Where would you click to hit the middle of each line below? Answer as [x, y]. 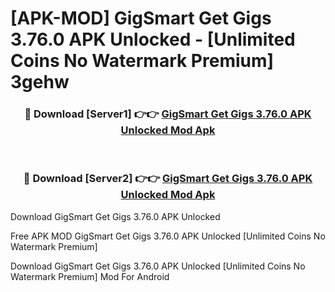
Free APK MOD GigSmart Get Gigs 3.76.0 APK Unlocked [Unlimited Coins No [168, 236]
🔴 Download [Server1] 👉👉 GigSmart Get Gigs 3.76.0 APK [168, 114]
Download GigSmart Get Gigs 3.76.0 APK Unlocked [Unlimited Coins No [158, 266]
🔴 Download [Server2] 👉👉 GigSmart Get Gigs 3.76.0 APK [168, 179]
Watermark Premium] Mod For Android [90, 276]
